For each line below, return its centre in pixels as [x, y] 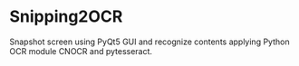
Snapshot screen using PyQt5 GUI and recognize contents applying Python [149, 42]
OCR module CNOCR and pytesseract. [81, 51]
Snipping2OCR [66, 17]
